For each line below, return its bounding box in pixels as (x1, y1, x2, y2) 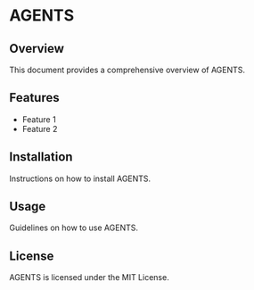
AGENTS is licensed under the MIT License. (9, 272, 169, 283)
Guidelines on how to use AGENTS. (9, 222, 138, 233)
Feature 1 (21, 113, 56, 125)
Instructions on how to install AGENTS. (9, 173, 152, 184)
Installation (9, 149, 73, 165)
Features (9, 90, 60, 105)
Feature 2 (21, 123, 58, 134)
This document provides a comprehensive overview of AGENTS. (9, 64, 246, 75)
